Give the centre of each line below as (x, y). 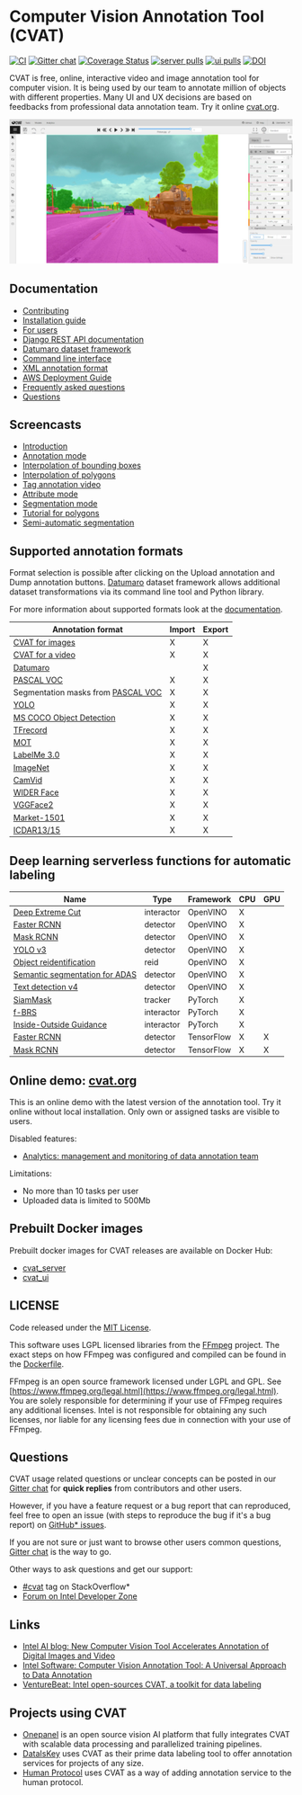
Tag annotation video (62, 485)
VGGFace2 (33, 805)
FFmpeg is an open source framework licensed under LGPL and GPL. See (145, 1381)
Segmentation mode (60, 504)
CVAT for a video (44, 655)
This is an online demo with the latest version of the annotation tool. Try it (145, 1102)
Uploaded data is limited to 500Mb (86, 1200)
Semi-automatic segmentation (78, 522)
